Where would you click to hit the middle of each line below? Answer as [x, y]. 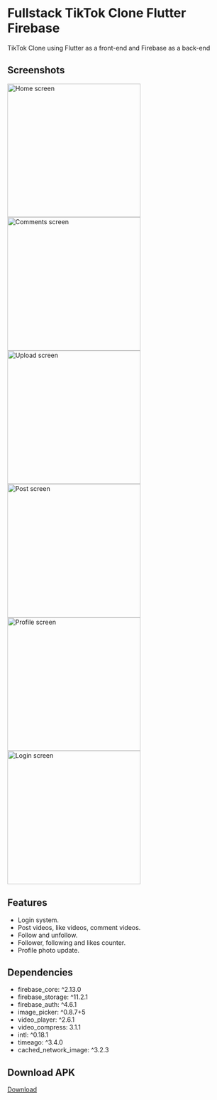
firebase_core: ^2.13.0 [49, 990]
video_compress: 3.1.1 [49, 1027]
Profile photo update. [49, 950]
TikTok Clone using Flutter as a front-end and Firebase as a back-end [109, 48]
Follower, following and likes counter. [72, 942]
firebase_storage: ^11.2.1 [53, 997]
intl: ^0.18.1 [33, 1035]
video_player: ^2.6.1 [46, 1020]
